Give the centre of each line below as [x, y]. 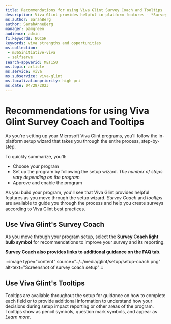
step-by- [150, 141]
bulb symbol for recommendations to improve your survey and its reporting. [85, 242]
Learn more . [18, 317]
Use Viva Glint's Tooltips [45, 283]
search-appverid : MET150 [32, 62]
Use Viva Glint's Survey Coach [55, 224]
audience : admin [22, 34]
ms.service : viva [24, 72]
